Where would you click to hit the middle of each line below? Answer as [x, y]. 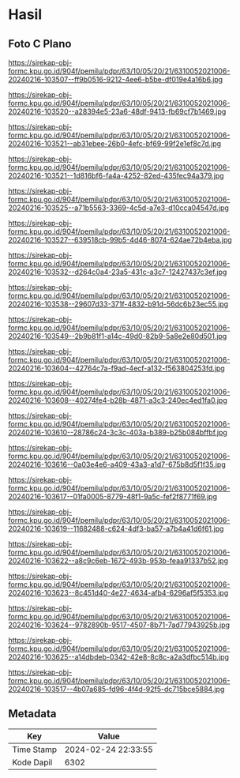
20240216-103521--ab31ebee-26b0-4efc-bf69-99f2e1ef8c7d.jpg [115, 143]
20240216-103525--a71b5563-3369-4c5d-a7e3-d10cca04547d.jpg [118, 208]
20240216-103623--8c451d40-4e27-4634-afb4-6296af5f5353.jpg [118, 593]
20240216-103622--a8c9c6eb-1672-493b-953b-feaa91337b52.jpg [118, 561]
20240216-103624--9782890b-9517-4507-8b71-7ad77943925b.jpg [119, 625]
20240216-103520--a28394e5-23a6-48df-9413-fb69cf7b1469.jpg [117, 111]
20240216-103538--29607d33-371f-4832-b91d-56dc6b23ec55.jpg [118, 304]
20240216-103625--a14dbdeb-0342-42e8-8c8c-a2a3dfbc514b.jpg [118, 657]
